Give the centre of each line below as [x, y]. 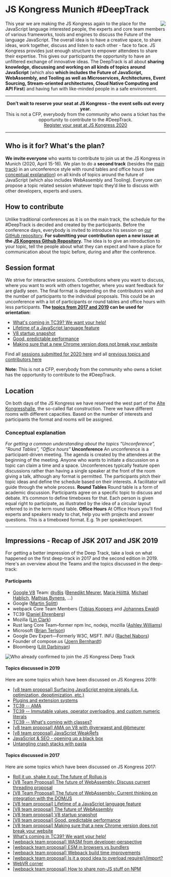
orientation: [18, 313]
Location [20, 391]
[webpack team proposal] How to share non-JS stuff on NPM [77, 869]
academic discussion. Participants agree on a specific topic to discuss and [83, 493]
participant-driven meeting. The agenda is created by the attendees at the [83, 455]
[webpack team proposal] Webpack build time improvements [77, 852]
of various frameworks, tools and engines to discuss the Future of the [78, 34]
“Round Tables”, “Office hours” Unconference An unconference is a [77, 449]
